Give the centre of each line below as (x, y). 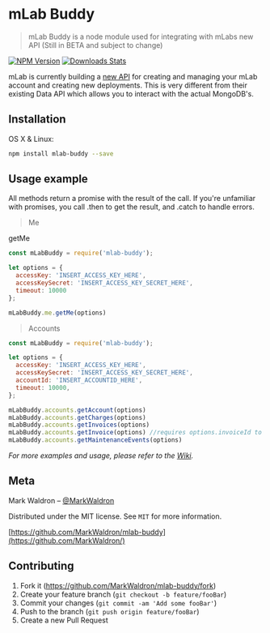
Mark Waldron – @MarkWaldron (61, 500)
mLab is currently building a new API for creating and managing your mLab (133, 76)
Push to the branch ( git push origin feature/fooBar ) (110, 611)
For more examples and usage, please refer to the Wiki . (101, 456)
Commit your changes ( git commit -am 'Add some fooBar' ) (118, 603)
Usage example (49, 179)
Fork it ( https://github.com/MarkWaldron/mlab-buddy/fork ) (118, 585)
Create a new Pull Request (64, 620)
